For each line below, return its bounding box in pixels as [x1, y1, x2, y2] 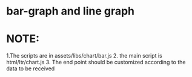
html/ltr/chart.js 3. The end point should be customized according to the [6, 59, 186, 66]
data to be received [6, 65, 55, 72]
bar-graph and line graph [6, 4, 135, 18]
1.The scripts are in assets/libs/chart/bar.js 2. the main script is [6, 52, 162, 59]
